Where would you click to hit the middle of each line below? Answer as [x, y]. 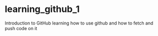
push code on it [21, 28]
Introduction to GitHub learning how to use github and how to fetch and [79, 23]
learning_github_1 [42, 9]
